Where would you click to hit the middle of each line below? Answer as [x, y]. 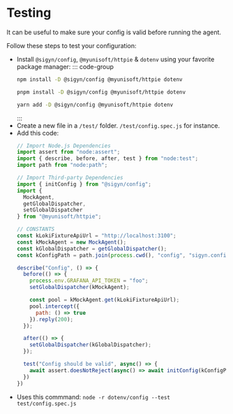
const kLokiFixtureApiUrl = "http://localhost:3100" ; [96, 236]
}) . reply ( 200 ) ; [52, 319]
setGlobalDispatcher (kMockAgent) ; [80, 288]
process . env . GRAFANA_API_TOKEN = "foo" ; [89, 281]
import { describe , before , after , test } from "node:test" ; [107, 158]
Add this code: [38, 133]
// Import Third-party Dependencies [70, 178]
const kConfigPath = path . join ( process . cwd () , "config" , [101, 255]
